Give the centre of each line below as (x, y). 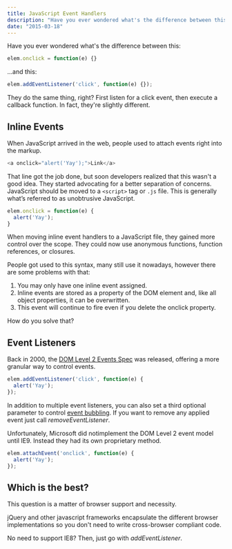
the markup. (25, 150)
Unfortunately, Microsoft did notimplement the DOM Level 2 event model (110, 433)
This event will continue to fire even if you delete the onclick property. (116, 308)
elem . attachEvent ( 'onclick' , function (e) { (71, 453)
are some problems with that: (49, 272)
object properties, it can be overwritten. (74, 300)
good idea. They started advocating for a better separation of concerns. (109, 183)
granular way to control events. (51, 367)
